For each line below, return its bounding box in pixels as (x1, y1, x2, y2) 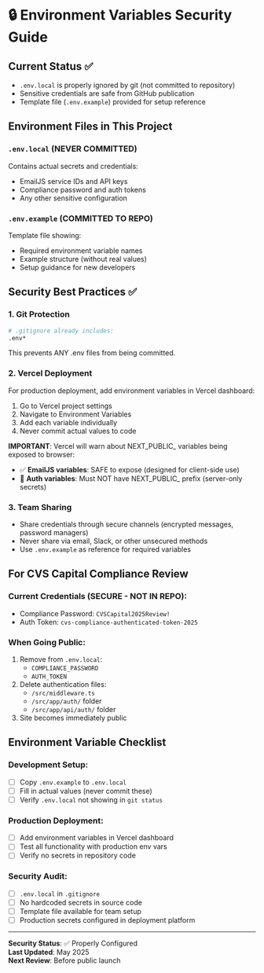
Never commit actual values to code (19, 426, 137, 435)
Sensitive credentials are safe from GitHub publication (19, 89, 195, 98)
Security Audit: (8, 871, 68, 882)
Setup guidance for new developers (19, 263, 136, 272)
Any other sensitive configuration (19, 193, 128, 203)
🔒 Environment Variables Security (8, 6, 233, 24)
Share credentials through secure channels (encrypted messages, (19, 520, 234, 529)
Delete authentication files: (19, 680, 107, 688)
